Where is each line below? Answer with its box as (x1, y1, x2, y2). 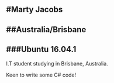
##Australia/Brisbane (6, 25, 87, 34)
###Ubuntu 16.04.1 (6, 44, 77, 54)
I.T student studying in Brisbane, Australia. (6, 60, 108, 67)
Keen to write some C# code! (6, 71, 77, 78)
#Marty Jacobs (6, 5, 63, 15)
